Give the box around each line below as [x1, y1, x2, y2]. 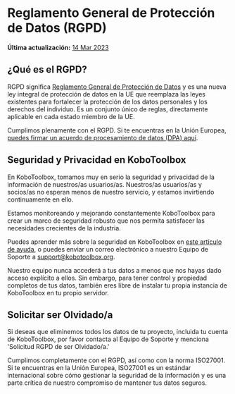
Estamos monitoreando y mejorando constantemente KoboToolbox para [7, 209, 216, 217]
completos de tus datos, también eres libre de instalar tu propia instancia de [7, 281, 227, 290]
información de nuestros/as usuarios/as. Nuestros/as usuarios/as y [7, 180, 203, 188]
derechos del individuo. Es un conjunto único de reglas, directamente [7, 104, 209, 113]
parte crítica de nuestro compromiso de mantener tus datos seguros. [7, 378, 208, 387]
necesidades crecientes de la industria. [7, 223, 121, 232]
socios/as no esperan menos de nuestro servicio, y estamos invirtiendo [7, 187, 215, 196]
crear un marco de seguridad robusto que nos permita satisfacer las [7, 216, 205, 225]
